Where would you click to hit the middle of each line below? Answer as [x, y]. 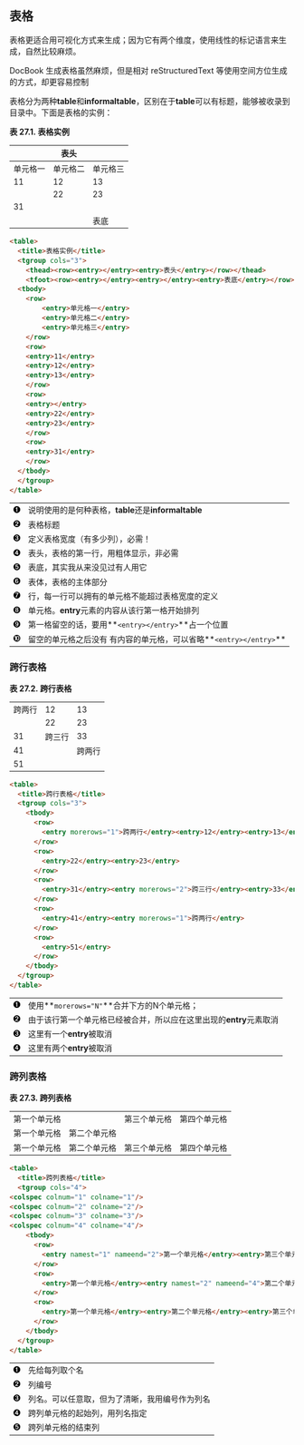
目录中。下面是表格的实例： [61, 112]
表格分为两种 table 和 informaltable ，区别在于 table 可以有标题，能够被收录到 [150, 101]
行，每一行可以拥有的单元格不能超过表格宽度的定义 [123, 596]
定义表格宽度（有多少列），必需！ [90, 539]
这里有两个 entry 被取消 [71, 1048]
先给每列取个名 [56, 1370]
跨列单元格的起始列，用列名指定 [88, 1413]
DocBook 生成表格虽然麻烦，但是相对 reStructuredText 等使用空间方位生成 [148, 70]
